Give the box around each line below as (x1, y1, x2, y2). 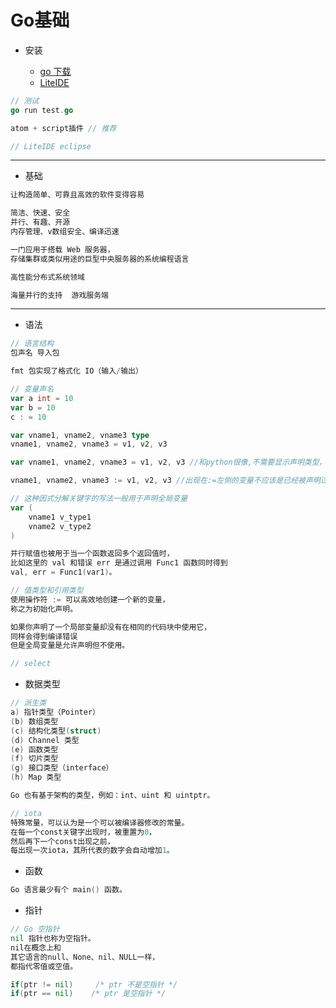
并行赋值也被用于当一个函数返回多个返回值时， (10, 549, 175, 559)
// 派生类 (10, 698, 47, 708)
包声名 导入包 (10, 348, 60, 358)
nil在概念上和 (10, 942, 62, 953)
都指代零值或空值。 (10, 961, 78, 971)
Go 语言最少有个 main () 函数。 (10, 885, 127, 895)
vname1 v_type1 (28, 512, 92, 522)
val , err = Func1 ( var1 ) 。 (10, 567, 117, 578)
